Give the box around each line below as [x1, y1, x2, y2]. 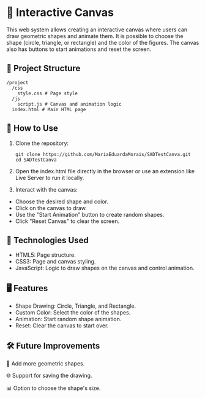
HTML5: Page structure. [15, 251, 76, 259]
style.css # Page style [17, 90, 78, 96]
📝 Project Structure [6, 63, 81, 74]
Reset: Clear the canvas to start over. [15, 322, 109, 329]
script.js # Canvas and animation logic [17, 101, 122, 107]
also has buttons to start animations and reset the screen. [6, 45, 152, 53]
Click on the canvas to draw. [15, 204, 87, 211]
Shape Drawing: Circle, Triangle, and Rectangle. [15, 302, 136, 310]
